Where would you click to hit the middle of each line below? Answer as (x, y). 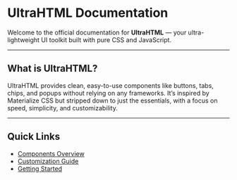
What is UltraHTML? (53, 69)
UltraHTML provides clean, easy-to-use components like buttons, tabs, (110, 85)
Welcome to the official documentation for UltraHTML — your (97, 32)
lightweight (24, 39)
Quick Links (34, 137)
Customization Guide (48, 161)
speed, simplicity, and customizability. (62, 108)
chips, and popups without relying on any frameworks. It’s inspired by (108, 93)
